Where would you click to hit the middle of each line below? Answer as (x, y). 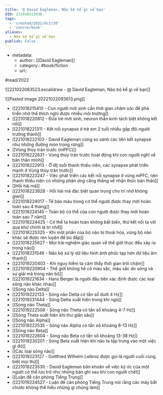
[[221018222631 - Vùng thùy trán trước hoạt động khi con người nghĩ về (84, 155)
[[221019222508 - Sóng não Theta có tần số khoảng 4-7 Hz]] (73, 310)
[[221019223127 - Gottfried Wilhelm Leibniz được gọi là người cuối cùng (84, 356)
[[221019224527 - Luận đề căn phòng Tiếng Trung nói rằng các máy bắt (84, 382)
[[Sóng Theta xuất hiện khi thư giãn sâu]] (53, 315)
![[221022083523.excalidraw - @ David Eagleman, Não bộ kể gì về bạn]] (78, 89)
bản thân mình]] (28, 160)
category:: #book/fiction (44, 65)
